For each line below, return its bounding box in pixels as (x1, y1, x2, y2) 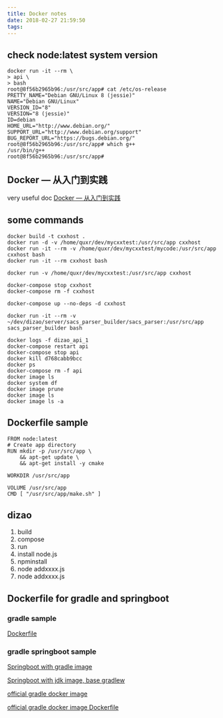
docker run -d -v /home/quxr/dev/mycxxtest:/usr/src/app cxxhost (7, 239, 201, 246)
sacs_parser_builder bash (7, 324, 82, 332)
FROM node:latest (7, 435, 58, 442)
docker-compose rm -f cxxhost (7, 288, 95, 295)
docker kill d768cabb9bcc (7, 355, 82, 362)
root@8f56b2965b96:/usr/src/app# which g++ (7, 141, 136, 148)
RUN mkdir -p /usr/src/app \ (7, 448, 92, 455)
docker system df (7, 379, 58, 386)
